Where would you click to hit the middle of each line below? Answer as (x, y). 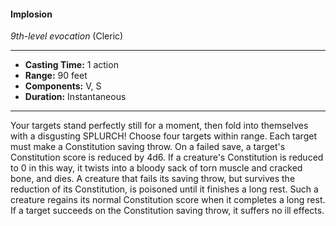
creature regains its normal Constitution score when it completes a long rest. (168, 200)
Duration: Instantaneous (75, 97)
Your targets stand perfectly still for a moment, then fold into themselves (159, 126)
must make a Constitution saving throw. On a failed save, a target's (148, 147)
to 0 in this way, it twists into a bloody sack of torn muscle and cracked (156, 168)
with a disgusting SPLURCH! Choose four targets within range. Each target (163, 136)
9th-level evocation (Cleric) (67, 36)
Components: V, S (63, 86)
